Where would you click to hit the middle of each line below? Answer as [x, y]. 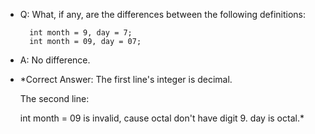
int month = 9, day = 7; [81, 33]
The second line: [54, 98]
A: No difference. [55, 60]
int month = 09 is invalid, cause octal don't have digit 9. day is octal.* [162, 118]
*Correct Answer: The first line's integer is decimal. [126, 79]
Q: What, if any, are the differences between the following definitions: [163, 14]
